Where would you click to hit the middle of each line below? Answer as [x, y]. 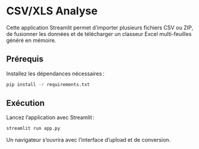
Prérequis [25, 59]
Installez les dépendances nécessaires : [55, 74]
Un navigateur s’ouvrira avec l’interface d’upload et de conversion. [89, 140]
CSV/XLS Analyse [52, 11]
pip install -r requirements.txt [48, 84]
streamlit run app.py [33, 129]
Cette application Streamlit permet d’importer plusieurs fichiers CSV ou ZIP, [100, 28]
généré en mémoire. [31, 40]
